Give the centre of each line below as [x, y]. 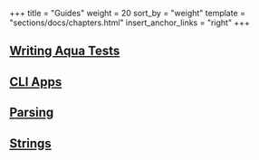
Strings [30, 143]
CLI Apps [36, 82]
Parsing [32, 113]
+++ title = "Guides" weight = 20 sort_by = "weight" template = [128, 13]
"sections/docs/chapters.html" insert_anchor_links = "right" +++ [130, 23]
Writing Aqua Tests [65, 51]
